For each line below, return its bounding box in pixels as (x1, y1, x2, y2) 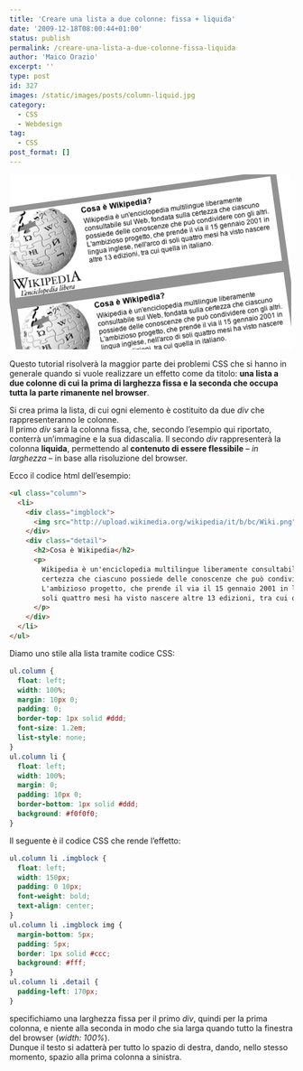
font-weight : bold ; (17, 892, 91, 901)
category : (9, 100, 47, 109)
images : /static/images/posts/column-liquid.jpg (9, 90, 196, 99)
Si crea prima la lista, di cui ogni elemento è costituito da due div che (9, 405, 265, 415)
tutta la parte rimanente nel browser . (9, 386, 150, 397)
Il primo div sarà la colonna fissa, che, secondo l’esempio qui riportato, (9, 424, 272, 434)
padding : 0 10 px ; (17, 882, 83, 891)
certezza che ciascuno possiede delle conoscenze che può (41, 574, 264, 583)
